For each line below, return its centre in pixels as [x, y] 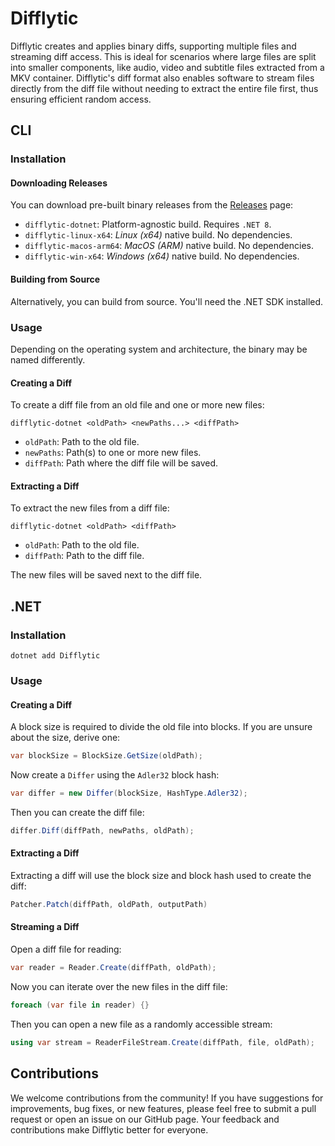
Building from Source [55, 279]
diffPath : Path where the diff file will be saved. [121, 463]
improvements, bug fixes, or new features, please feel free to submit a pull [163, 1108]
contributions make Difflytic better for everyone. [109, 1129]
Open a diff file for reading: [66, 949]
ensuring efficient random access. [81, 99]
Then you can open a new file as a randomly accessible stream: [141, 1024]
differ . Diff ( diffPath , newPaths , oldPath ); [102, 830]
